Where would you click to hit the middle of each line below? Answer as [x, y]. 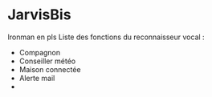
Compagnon [40, 52]
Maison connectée [50, 69]
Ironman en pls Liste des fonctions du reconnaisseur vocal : [106, 37]
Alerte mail [37, 78]
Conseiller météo [47, 61]
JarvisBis [39, 15]
